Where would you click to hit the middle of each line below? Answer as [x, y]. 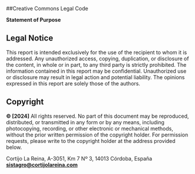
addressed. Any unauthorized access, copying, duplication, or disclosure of [97, 59]
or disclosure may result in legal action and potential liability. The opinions [95, 77]
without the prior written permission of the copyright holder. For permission [97, 135]
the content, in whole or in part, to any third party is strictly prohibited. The [96, 64]
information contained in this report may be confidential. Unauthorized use [96, 71]
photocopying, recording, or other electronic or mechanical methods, [90, 128]
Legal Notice [30, 38]
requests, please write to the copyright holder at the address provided [91, 141]
